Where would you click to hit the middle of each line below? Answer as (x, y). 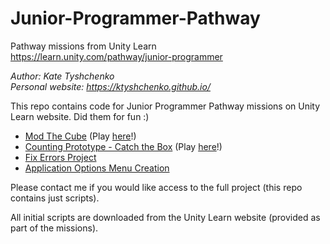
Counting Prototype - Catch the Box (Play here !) (123, 146)
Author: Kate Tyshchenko (62, 76)
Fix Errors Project (60, 157)
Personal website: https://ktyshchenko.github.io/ (110, 86)
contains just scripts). (55, 198)
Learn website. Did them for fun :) (80, 116)
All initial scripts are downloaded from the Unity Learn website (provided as (165, 217)
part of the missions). (54, 228)
